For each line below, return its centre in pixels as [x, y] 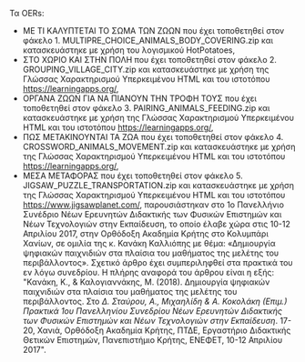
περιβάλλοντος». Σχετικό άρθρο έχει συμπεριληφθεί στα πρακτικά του [158, 262]
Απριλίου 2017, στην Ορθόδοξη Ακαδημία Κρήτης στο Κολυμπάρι [145, 234]
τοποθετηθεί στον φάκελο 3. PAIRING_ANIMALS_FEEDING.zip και [146, 108]
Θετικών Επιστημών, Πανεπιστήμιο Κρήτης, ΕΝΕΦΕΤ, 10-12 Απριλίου [152, 340]
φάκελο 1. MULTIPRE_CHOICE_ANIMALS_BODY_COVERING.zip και [148, 40]
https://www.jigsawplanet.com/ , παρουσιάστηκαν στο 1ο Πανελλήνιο [153, 205]
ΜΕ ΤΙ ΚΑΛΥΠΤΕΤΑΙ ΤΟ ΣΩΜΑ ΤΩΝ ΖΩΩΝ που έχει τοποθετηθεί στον [153, 30]
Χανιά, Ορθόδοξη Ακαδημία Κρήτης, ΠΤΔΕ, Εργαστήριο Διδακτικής [164, 330]
